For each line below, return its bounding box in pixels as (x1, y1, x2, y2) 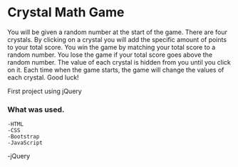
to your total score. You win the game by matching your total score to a (7, 43, 216, 51)
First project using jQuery (7, 87, 82, 95)
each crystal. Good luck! (7, 72, 80, 82)
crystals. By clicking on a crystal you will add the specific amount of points (7, 35, 227, 43)
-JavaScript (7, 139, 43, 146)
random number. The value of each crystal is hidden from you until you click (7, 58, 232, 66)
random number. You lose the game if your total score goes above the (7, 50, 212, 59)
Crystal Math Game (7, 4, 125, 21)
